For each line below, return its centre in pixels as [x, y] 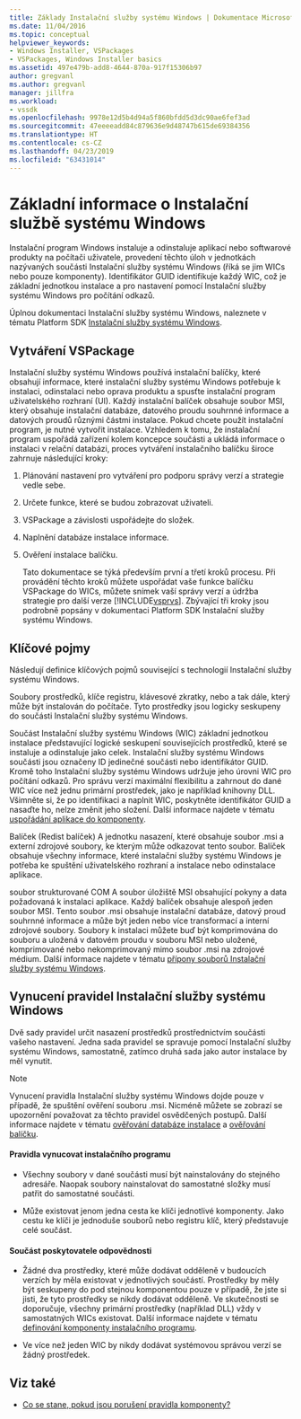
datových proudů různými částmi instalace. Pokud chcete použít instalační [146, 420]
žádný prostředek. [56, 1355]
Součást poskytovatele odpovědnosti [81, 1250]
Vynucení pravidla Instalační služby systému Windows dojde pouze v [137, 1096]
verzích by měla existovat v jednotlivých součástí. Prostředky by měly [150, 1280]
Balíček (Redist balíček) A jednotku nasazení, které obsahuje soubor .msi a [147, 837]
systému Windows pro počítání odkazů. [82, 295]
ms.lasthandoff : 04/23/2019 [62, 151]
